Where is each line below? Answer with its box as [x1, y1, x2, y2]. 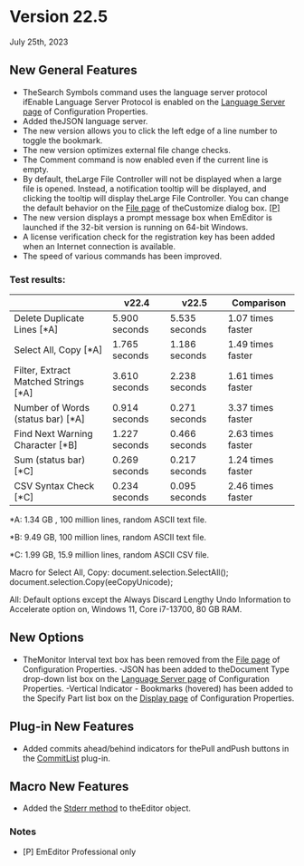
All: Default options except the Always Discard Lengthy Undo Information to [9, 594, 291, 605]
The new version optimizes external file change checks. [22, 144, 231, 155]
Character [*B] [14, 439, 79, 452]
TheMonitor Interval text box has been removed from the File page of [22, 654, 280, 665]
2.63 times [227, 428, 274, 441]
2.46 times [227, 480, 274, 492]
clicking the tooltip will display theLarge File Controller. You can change [22, 192, 290, 203]
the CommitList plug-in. [22, 753, 111, 764]
